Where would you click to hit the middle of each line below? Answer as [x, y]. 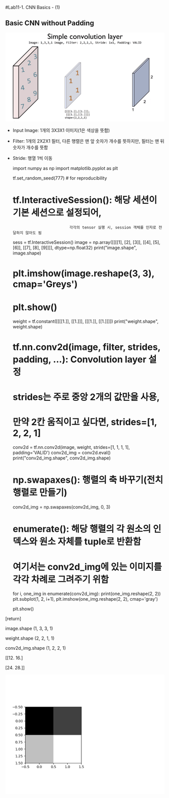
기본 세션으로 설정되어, [57, 213]
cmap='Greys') [45, 284]
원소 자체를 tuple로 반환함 [90, 542]
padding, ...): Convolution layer [79, 360]
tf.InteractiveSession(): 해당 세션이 [85, 200]
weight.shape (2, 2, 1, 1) [30, 638]
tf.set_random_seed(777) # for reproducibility [60, 178]
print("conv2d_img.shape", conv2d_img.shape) [62, 458]
